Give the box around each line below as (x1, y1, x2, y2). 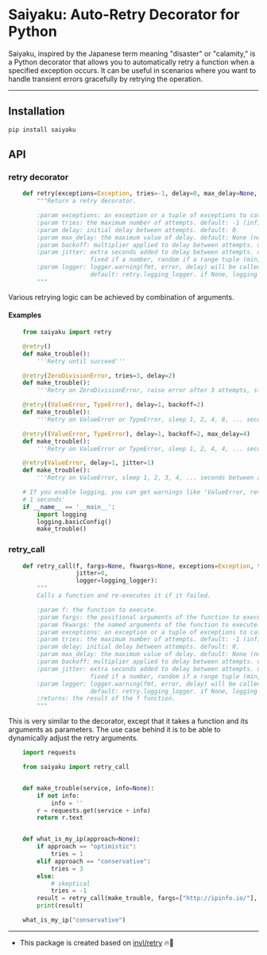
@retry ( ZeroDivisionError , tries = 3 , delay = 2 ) (22, 371, 176, 379)
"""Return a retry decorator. (37, 197, 137, 205)
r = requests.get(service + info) (37, 806, 151, 814)
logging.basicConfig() (37, 518, 112, 526)
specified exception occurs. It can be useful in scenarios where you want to (8, 65, 257, 75)
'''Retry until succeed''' (37, 357, 126, 365)
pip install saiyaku (8, 126, 77, 134)
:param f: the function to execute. (37, 606, 158, 614)
